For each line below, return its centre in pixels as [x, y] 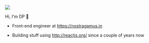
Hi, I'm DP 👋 [17, 16]
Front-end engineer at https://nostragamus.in [57, 26]
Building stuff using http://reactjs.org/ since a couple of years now [78, 35]
